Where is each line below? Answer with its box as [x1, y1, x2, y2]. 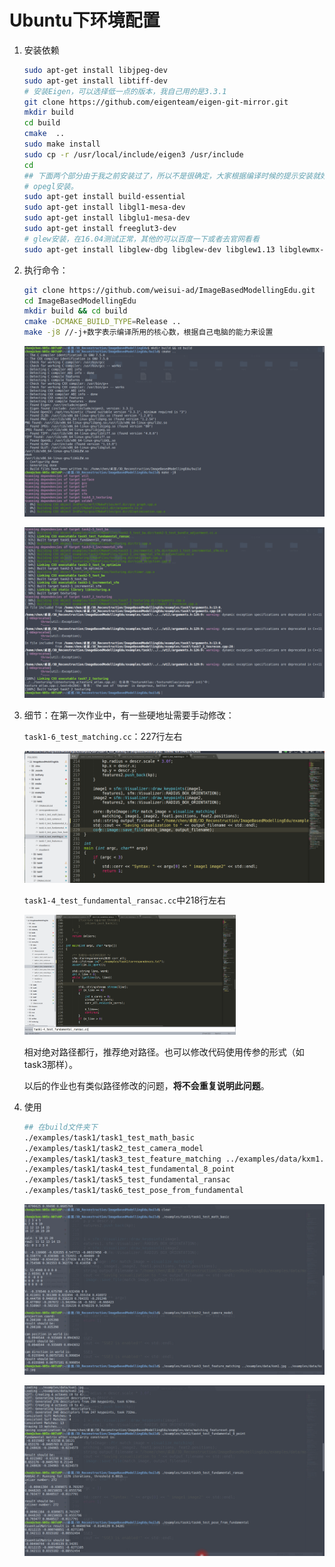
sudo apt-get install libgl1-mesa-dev [23, 202, 186, 213]
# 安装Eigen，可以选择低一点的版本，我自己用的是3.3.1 [23, 86, 227, 96]
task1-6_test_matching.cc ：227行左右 [23, 730, 183, 742]
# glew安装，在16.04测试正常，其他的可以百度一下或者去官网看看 [23, 234, 260, 244]
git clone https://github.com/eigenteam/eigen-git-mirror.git [23, 97, 289, 107]
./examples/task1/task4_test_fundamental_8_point [23, 1164, 236, 1175]
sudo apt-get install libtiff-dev [23, 76, 168, 86]
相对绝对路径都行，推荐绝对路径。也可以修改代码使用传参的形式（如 [23, 1046, 305, 1058]
